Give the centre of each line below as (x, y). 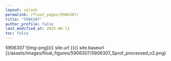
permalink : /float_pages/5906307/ (42, 15)
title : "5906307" (24, 19)
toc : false (17, 33)
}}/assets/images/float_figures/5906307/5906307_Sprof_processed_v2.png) (86, 53)
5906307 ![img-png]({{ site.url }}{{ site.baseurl (55, 48)
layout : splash (22, 10)
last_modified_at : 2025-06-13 (38, 29)
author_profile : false (29, 24)
